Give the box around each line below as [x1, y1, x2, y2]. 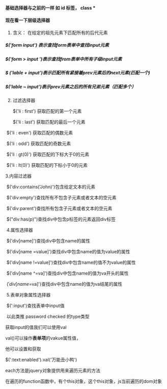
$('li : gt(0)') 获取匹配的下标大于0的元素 [6, 151, 90, 157]
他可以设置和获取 [5, 346, 41, 352]
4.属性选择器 [6, 227, 33, 233]
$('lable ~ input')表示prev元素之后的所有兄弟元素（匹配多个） [5, 83, 136, 89]
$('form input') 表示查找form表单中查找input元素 [5, 42, 109, 48]
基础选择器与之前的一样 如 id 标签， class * [5, 5, 96, 11]
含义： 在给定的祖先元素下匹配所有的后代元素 [12, 29, 108, 36]
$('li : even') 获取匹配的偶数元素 [6, 130, 73, 136]
